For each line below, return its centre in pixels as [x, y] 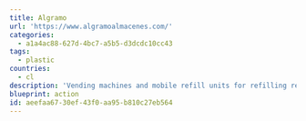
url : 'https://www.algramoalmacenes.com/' [91, 26]
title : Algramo [38, 18]
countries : [30, 69]
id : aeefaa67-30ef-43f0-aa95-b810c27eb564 [91, 102]
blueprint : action [44, 94]
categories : [32, 35]
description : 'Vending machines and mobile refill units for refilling [148, 86]
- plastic [36, 60]
